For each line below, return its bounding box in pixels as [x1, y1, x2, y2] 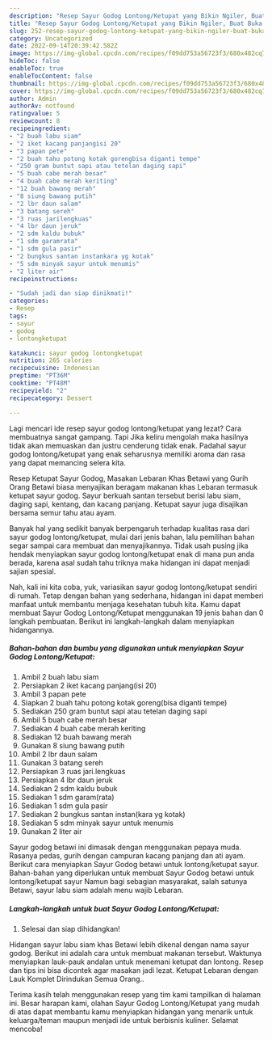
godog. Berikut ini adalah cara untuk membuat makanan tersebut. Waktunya [9, 949, 262, 958]
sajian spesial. [9, 566, 56, 576]
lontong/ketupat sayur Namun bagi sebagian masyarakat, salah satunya [9, 877, 248, 886]
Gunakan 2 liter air [20, 827, 82, 836]
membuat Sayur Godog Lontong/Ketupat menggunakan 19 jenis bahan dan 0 [9, 608, 264, 617]
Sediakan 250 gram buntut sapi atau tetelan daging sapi [20, 706, 207, 716]
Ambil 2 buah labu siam [20, 672, 99, 682]
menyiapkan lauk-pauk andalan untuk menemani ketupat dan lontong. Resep [9, 957, 264, 966]
